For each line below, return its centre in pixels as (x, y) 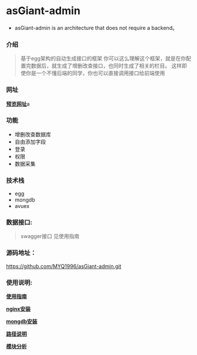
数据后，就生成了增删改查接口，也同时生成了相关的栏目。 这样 (106, 66)
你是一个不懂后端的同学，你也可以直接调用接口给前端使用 (95, 73)
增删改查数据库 (33, 134)
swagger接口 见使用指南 (50, 236)
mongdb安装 (22, 321)
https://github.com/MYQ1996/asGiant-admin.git (64, 266)
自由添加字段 (30, 142)
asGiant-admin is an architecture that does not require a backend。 (96, 28)
